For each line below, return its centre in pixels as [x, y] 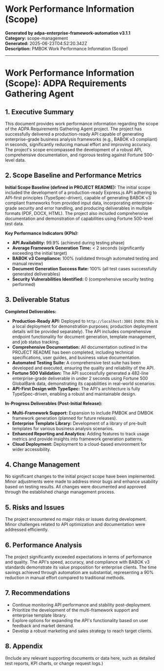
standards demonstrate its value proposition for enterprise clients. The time [81, 567]
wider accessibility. [31, 449]
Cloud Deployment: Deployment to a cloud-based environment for [79, 444]
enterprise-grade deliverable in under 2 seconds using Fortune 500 [80, 378]
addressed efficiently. [27, 529]
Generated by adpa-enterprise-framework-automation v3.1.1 [68, 33]
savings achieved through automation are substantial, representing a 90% [79, 572]
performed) [24, 284]
